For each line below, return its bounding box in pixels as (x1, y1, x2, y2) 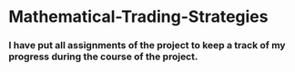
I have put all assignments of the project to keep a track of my (8, 39, 286, 52)
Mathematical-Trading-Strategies (8, 6, 269, 27)
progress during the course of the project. (8, 50, 198, 63)
